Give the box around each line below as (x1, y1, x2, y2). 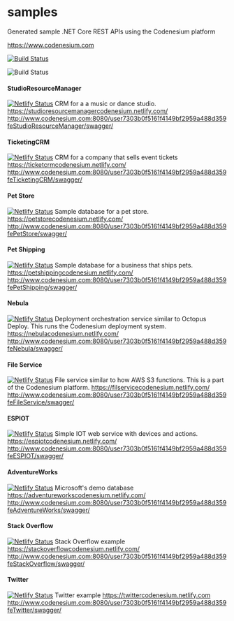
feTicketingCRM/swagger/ (7, 175, 82, 184)
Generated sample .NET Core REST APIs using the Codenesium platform (7, 27, 216, 36)
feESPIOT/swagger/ (7, 452, 64, 460)
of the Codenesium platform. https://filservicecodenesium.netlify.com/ (7, 383, 210, 392)
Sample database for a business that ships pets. (54, 261, 193, 269)
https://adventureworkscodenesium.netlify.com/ (7, 490, 146, 499)
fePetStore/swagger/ (7, 229, 68, 238)
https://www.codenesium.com (7, 41, 94, 49)
